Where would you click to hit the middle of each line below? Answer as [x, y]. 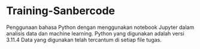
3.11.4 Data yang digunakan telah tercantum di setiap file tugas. [84, 40]
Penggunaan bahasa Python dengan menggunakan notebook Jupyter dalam [100, 27]
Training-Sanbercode [61, 11]
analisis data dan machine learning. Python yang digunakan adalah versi [95, 33]
